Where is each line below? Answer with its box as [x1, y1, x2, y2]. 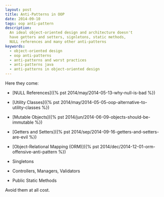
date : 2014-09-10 [5, 16, 41, 21]
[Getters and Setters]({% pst [12, 129, 70, 134]
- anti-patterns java [9, 62, 54, 67]
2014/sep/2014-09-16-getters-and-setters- [71, 129, 159, 134]
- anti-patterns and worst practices [9, 58, 87, 63]
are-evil [12, 134, 28, 140]
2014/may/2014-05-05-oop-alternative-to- [60, 99, 147, 105]
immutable [12, 119, 34, 125]
